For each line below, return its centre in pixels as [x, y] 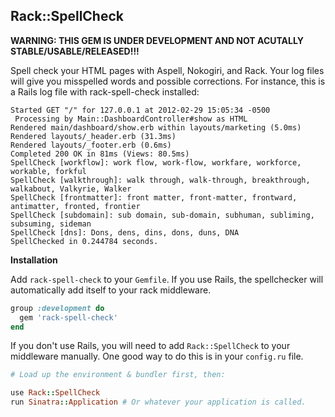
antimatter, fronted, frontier [75, 206]
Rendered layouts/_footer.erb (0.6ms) [91, 145]
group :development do [57, 308]
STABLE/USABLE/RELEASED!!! [75, 51]
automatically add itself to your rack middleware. [111, 290]
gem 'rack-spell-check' [68, 317]
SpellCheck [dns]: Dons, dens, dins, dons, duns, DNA [125, 232]
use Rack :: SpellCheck [55, 393]
